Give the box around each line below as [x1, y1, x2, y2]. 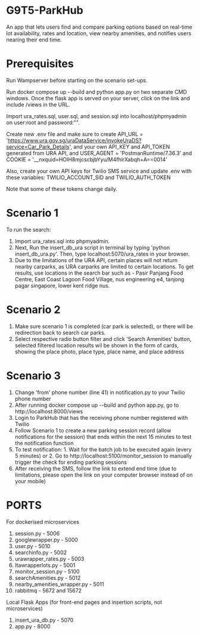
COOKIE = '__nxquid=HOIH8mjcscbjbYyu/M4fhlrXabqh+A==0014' [6, 156, 168, 163]
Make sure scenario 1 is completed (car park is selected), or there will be [14, 322, 193, 330]
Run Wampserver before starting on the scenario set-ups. [6, 76, 148, 84]
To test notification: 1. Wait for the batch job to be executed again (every [14, 445, 192, 453]
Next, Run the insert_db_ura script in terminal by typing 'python [14, 244, 170, 251]
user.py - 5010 [14, 542, 51, 549]
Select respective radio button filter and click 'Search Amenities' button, [14, 335, 192, 342]
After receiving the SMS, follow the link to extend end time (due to [14, 465, 177, 472]
